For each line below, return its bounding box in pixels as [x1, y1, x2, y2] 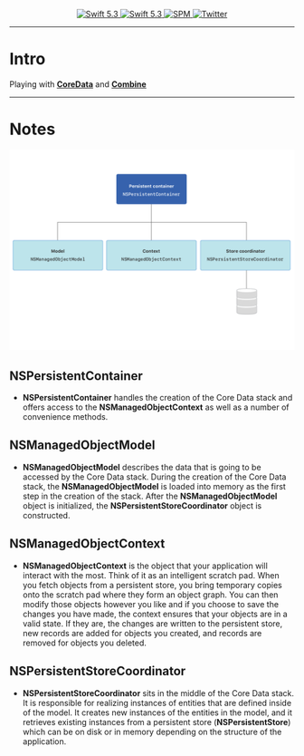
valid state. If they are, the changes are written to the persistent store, [22, 617, 283, 629]
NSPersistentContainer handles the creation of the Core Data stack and [22, 393, 293, 403]
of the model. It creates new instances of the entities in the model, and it [22, 707, 292, 718]
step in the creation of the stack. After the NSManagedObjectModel [22, 490, 278, 501]
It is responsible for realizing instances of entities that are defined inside [22, 697, 292, 708]
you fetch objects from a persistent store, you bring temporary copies [22, 579, 283, 590]
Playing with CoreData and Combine [9, 78, 147, 90]
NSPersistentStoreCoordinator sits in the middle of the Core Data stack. [22, 687, 294, 698]
